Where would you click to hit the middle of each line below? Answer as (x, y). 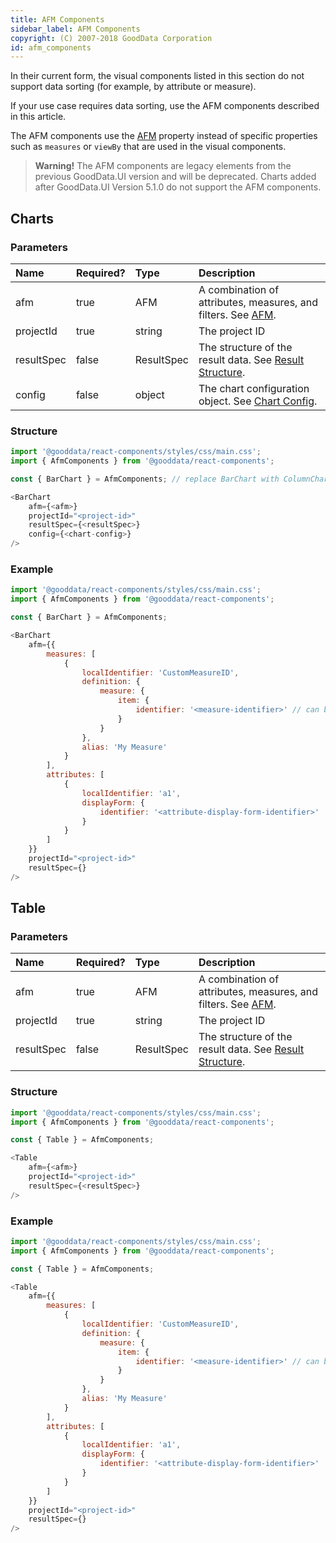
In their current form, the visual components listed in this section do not (157, 76)
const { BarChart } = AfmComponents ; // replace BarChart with (145, 479)
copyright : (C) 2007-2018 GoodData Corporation (111, 38)
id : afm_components (51, 47)
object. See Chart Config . (258, 401)
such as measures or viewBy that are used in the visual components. (148, 147)
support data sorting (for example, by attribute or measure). (133, 87)
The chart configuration (254, 388)
